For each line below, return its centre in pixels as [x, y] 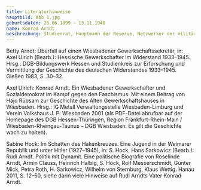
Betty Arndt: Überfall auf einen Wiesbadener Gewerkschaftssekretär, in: [95, 51]
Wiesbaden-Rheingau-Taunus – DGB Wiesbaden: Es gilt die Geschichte [94, 126]
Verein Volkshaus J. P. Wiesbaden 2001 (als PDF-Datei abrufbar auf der [95, 114]
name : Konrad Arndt [31, 28]
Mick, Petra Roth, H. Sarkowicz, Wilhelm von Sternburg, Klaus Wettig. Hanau [100, 169]
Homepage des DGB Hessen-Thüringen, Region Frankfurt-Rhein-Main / [94, 119]
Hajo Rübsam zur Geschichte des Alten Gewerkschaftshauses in [86, 101]
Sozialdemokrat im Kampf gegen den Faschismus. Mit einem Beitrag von [96, 94]
